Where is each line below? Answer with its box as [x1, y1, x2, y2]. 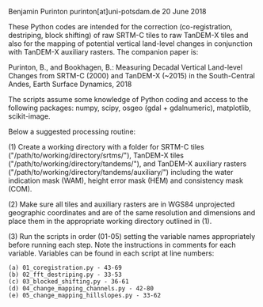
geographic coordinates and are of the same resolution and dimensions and [8, 208, 256, 217]
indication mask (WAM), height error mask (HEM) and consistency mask [8, 176, 244, 185]
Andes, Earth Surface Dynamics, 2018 [8, 79, 132, 89]
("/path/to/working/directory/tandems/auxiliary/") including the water [8, 168, 234, 176]
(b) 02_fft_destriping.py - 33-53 [8, 271, 123, 279]
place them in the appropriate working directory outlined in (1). [8, 217, 212, 226]
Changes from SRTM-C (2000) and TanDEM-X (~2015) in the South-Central [8, 71, 255, 80]
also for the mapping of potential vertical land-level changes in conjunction [8, 39, 253, 48]
